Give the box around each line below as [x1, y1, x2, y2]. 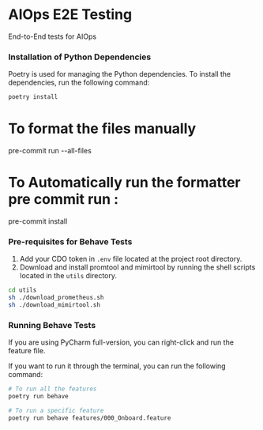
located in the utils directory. [19, 271, 117, 281]
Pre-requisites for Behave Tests [8, 236, 133, 247]
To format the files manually [8, 120, 197, 138]
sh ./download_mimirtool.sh [8, 301, 101, 309]
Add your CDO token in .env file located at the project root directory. [19, 255, 242, 264]
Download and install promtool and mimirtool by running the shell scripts [19, 262, 256, 272]
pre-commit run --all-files [8, 146, 92, 156]
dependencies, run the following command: [8, 77, 150, 88]
